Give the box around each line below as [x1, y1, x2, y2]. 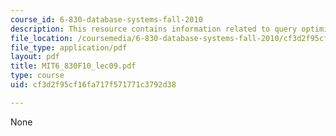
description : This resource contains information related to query [10, 24, 298, 34]
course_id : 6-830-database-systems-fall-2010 [10, 14, 203, 25]
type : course [10, 71, 65, 81]
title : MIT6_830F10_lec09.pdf [10, 61, 137, 71]
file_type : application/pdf [10, 42, 128, 53]
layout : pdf [10, 52, 60, 62]
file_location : [10, 33, 74, 43]
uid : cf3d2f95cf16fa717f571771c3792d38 [10, 80, 177, 90]
